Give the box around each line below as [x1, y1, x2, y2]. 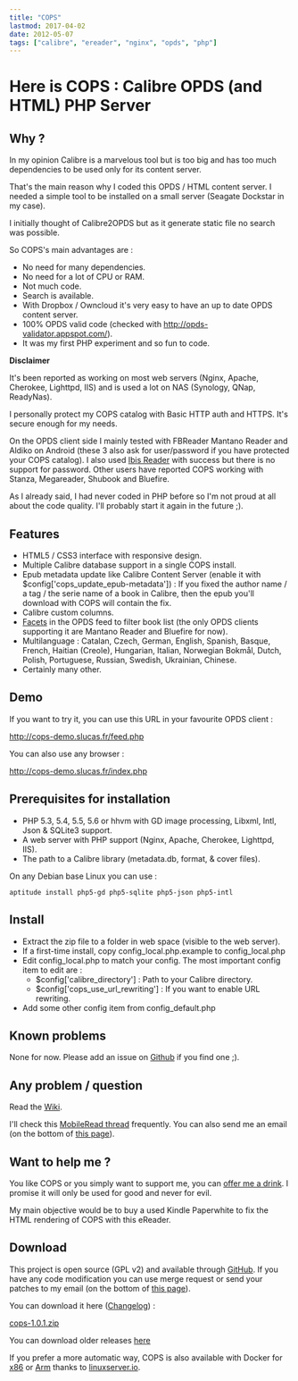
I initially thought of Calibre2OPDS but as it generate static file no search [9, 218, 276, 229]
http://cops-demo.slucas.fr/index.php [9, 765, 148, 776]
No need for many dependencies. [21, 262, 145, 273]
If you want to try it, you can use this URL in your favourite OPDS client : [9, 713, 274, 724]
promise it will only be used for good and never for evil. [9, 1187, 212, 1198]
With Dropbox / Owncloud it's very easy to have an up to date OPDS [21, 300, 273, 311]
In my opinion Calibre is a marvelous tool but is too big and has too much [9, 155, 277, 165]
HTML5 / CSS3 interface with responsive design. [21, 551, 203, 561]
